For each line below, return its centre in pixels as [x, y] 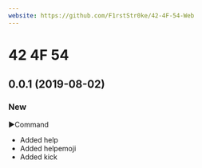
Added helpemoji [48, 148]
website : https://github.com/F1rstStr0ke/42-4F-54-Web [101, 16]
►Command [29, 124]
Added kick [39, 157]
